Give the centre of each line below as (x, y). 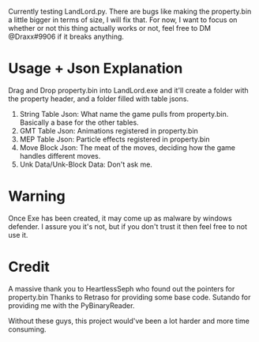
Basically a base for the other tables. (79, 122)
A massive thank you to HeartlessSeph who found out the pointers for (122, 288)
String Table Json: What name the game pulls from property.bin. (124, 114)
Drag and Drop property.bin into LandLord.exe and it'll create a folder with (128, 90)
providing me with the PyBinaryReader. (71, 305)
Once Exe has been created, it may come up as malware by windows (120, 218)
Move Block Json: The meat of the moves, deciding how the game (127, 147)
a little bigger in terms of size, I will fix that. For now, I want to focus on (123, 20)
